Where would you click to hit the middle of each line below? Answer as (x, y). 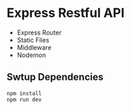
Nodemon (32, 55)
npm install (24, 93)
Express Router (39, 32)
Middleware (34, 47)
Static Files (33, 39)
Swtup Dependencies (55, 77)
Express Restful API (65, 13)
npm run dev (24, 99)
